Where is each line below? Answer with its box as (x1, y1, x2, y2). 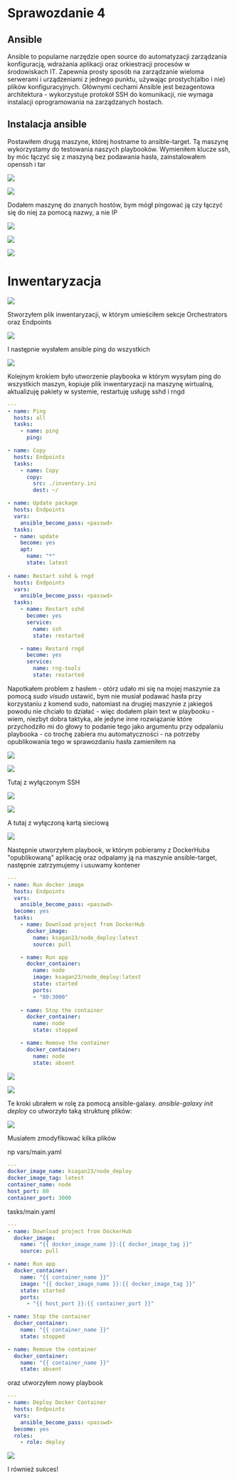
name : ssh (33, 625, 62, 632)
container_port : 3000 (7, 1194, 72, 1202)
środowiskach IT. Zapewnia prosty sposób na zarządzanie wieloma (7, 68, 204, 76)
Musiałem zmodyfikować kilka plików (7, 1133, 117, 1142)
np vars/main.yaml (7, 1148, 62, 1156)
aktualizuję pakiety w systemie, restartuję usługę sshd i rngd (7, 387, 185, 396)
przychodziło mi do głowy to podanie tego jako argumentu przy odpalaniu (7, 722, 223, 731)
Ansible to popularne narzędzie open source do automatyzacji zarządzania (7, 52, 228, 61)
